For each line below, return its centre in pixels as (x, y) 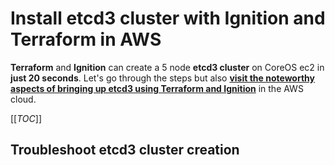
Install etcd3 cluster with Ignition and (168, 18)
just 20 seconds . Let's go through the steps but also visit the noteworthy (162, 78)
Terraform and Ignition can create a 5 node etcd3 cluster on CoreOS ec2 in (167, 67)
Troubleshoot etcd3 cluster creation (125, 150)
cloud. (23, 99)
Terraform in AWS (86, 39)
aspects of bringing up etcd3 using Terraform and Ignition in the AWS (157, 88)
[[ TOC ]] (26, 118)
